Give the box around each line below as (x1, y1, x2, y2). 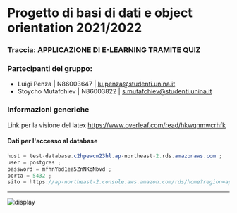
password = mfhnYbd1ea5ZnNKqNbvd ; (7, 165, 112, 173)
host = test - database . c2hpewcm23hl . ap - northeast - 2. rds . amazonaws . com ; (7, 153, 222, 160)
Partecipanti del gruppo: (7, 64, 93, 74)
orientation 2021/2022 (7, 20, 142, 36)
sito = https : (7, 179, 49, 186)
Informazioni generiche (7, 105, 90, 115)
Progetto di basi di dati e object (7, 5, 193, 21)
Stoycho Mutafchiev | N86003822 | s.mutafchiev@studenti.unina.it (17, 87, 212, 96)
